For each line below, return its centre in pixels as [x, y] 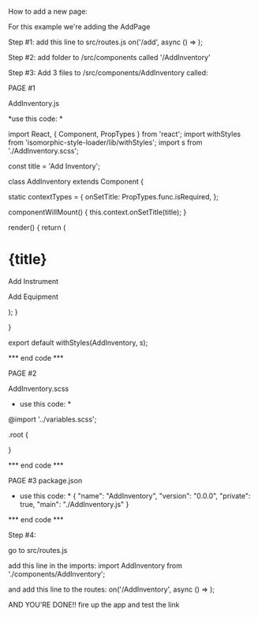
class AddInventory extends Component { [76, 182]
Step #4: [22, 535]
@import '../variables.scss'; [52, 419]
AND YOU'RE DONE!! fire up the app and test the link [94, 604]
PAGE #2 [22, 373]
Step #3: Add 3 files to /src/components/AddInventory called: [108, 73]
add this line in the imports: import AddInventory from [95, 566]
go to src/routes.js [38, 550]
